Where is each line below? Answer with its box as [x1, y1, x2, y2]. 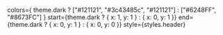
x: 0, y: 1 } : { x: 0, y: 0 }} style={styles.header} [53, 21, 186, 28]
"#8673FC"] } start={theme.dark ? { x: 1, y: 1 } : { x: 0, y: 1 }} [7, 13, 177, 21]
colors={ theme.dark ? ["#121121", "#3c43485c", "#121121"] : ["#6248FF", [7, 6, 217, 14]
